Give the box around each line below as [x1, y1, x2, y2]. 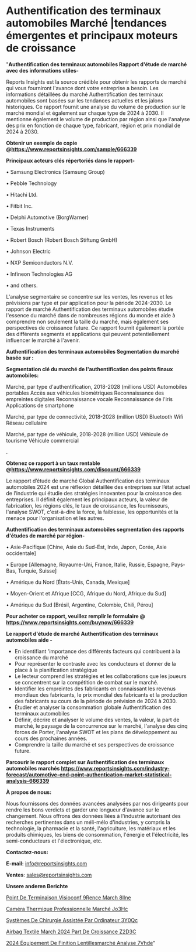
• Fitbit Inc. [6, 202, 33, 209]
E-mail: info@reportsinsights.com [6, 859, 87, 867]
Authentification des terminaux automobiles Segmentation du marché [6, 348, 180, 355]
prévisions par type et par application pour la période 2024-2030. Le [6, 299, 172, 306]
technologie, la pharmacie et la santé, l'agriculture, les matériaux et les [6, 824, 176, 832]
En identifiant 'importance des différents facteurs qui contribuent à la [14, 648, 181, 655]
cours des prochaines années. [14, 735, 87, 742]
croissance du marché [14, 654, 69, 661]
